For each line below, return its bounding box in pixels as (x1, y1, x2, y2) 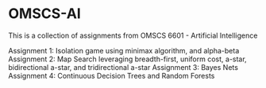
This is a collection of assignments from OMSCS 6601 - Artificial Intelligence (8, 31, 258, 40)
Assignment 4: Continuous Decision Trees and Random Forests (8, 71, 215, 80)
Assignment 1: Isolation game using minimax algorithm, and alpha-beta (8, 46, 240, 55)
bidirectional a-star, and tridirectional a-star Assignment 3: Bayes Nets (8, 62, 238, 71)
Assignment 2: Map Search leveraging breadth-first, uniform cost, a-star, (8, 54, 248, 64)
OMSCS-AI (8, 5, 81, 23)
